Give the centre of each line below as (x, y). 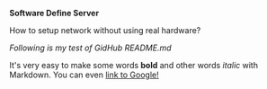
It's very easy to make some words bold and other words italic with (134, 65)
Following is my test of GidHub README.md (91, 48)
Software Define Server (54, 13)
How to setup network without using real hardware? (105, 30)
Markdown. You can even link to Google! (84, 75)
